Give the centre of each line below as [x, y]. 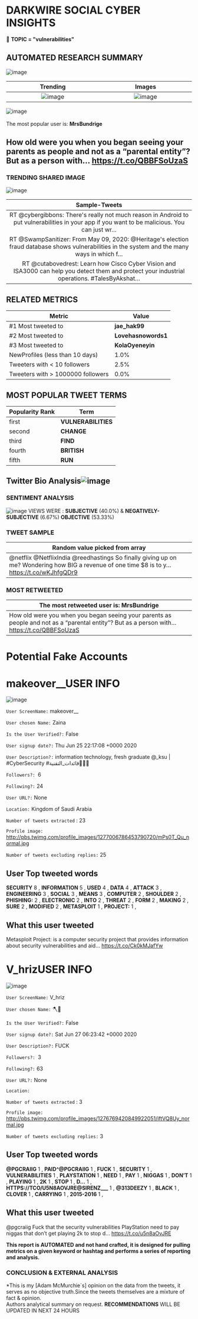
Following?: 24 [25, 786]
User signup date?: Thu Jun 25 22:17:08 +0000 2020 [72, 746]
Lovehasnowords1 [141, 336]
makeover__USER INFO [63, 683]
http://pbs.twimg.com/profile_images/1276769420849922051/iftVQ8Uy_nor [98, 1119]
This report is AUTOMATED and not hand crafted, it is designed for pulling [98, 1245]
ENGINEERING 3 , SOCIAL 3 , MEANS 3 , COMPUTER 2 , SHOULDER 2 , [94, 894]
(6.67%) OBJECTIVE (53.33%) [77, 517]
